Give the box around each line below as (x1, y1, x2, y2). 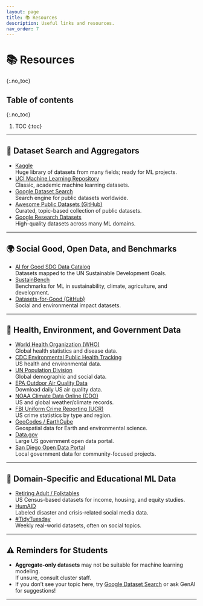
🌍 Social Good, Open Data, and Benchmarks (6, 244, 177, 255)
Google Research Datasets (14, 213, 82, 221)
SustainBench (14, 276, 50, 283)
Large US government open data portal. (14, 438, 114, 445)
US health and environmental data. (14, 360, 101, 367)
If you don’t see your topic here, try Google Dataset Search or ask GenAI (14, 581, 196, 588)
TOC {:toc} (14, 122, 42, 130)
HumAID (14, 502, 36, 510)
